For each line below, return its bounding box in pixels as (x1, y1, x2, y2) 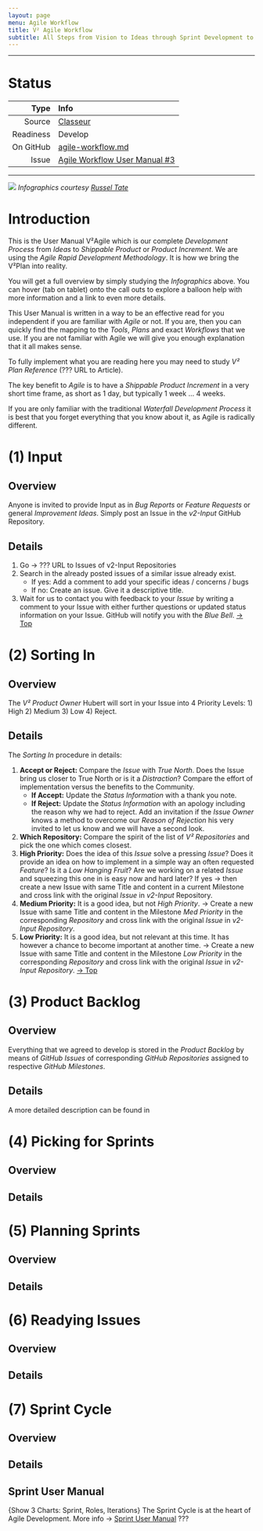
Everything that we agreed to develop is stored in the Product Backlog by (8, 1044, 244, 1054)
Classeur (58, 116, 92, 127)
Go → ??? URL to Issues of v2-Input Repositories (19, 560, 177, 570)
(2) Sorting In (8, 647, 95, 664)
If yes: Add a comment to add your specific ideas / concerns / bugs (31, 577, 249, 586)
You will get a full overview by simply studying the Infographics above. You (8, 276, 250, 286)
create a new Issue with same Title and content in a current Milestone (19, 882, 244, 891)
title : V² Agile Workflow (8, 26, 92, 34)
